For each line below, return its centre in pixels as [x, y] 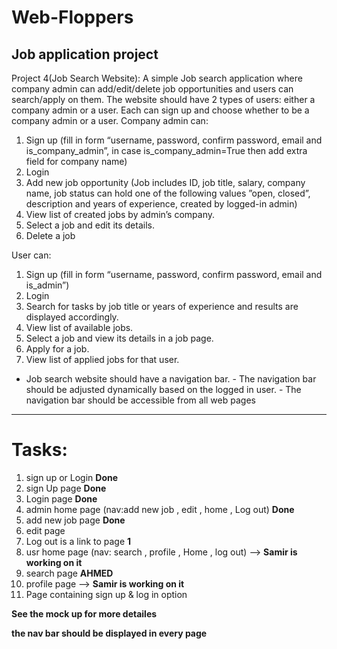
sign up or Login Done [72, 477]
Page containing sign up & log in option [106, 594]
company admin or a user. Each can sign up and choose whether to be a [160, 110]
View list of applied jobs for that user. [102, 359]
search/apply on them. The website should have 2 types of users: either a [163, 99]
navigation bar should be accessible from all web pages [140, 400]
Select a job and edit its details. [90, 225]
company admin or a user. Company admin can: [110, 120]
